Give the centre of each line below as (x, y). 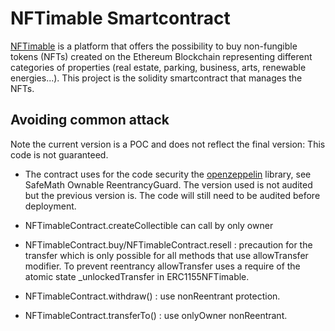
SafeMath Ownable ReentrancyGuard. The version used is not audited (168, 184)
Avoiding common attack (90, 120)
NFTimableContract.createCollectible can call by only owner (149, 225)
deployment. (50, 206)
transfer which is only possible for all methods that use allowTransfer (166, 255)
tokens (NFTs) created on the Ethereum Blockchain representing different (161, 56)
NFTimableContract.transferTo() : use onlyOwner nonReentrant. (156, 315)
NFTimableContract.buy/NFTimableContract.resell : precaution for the (168, 244)
